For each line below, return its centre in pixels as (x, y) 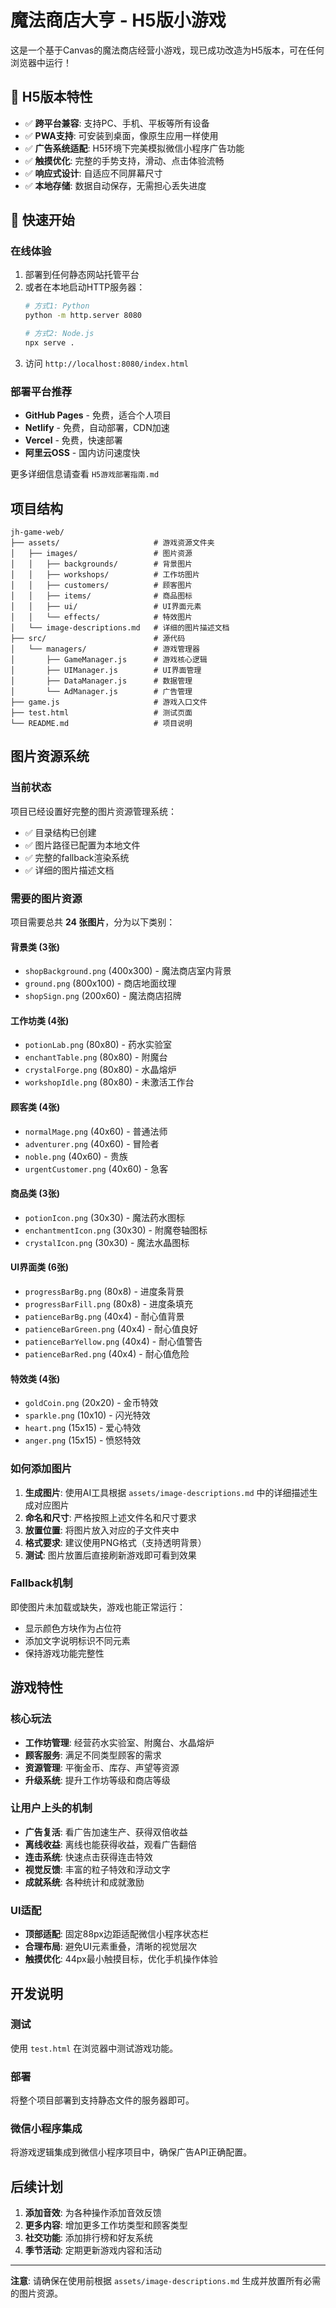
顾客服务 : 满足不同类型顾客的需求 (93, 1755)
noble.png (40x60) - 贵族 (76, 1156)
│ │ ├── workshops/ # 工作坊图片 (105, 575)
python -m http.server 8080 (83, 316)
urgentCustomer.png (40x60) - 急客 (96, 1168)
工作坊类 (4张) (40, 1020)
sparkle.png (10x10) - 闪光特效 (87, 1415)
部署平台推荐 (41, 391)
